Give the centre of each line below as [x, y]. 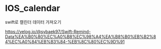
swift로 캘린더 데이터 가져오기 [33, 22]
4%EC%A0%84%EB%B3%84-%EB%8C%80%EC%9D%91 [65, 41]
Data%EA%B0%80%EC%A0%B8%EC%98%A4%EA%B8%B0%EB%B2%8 [80, 37]
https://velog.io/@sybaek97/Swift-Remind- [48, 31]
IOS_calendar [33, 8]
